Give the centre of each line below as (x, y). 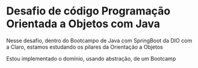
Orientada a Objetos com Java (83, 24)
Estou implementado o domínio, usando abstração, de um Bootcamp (91, 58)
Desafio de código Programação (88, 11)
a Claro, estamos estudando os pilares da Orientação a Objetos (85, 47)
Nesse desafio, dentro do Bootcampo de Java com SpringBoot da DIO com (99, 40)
